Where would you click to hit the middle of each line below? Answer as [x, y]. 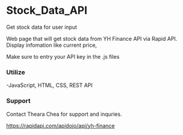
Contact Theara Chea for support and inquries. [64, 114]
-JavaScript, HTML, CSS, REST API [49, 85]
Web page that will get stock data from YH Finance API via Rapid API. [92, 38]
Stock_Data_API [47, 10]
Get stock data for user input [42, 27]
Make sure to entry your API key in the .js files [63, 56]
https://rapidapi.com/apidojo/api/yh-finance [61, 125]
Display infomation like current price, [52, 45]
